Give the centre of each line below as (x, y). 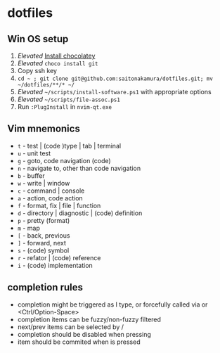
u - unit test (34, 153)
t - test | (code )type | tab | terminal (69, 146)
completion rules (45, 287)
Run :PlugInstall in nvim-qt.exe (65, 107)
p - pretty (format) (44, 220)
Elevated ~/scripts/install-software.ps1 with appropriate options (115, 92)
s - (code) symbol (43, 250)
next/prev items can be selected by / (71, 327)
